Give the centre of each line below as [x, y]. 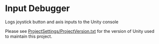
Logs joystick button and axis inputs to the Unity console [62, 22]
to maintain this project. [29, 36]
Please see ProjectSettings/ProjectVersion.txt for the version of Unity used [80, 31]
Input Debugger [37, 8]
